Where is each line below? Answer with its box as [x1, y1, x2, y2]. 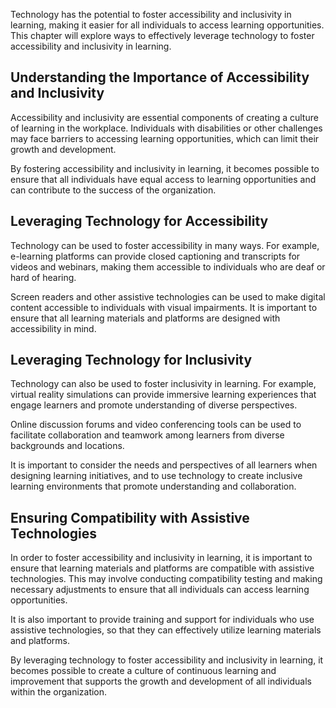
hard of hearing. [10, 271, 77, 283]
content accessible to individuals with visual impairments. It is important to [10, 301, 318, 313]
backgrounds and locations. [10, 440, 125, 452]
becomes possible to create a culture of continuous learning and [10, 665, 277, 677]
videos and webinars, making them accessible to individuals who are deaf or [10, 260, 326, 273]
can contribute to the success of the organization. [10, 184, 217, 196]
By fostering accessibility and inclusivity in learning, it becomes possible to [10, 162, 320, 174]
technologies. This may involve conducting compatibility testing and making [10, 573, 323, 585]
